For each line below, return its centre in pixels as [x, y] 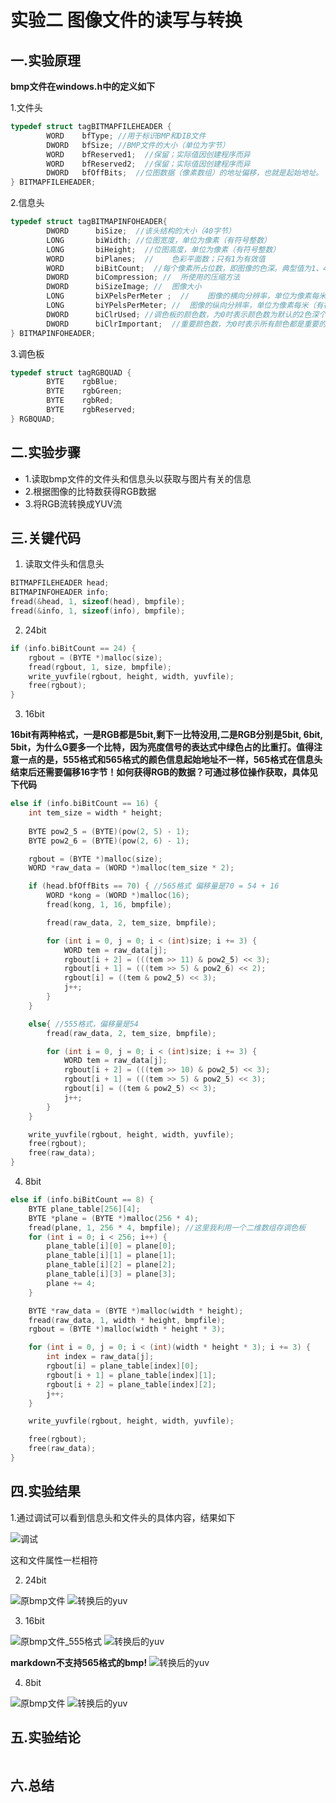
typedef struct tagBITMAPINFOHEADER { [89, 222]
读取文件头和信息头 [64, 564]
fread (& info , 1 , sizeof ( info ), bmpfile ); [98, 611]
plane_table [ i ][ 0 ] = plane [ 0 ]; [111, 1246]
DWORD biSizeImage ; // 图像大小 [124, 287]
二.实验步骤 [46, 452]
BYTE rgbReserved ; [91, 410]
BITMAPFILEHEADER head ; [60, 583]
